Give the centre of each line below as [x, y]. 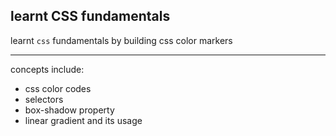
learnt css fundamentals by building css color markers [121, 40]
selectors [44, 99]
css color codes [58, 88]
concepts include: [47, 69]
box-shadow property [69, 110]
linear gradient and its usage [83, 120]
